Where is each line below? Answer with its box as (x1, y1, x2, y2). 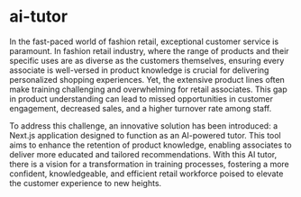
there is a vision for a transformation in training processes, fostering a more (9, 158, 290, 169)
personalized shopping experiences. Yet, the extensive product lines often (9, 74, 286, 85)
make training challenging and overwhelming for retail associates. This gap (9, 84, 288, 94)
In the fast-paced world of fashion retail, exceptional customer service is (9, 36, 279, 47)
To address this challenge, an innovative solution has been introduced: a (9, 120, 278, 131)
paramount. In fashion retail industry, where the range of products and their (9, 45, 290, 56)
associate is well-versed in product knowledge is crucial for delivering (9, 65, 269, 76)
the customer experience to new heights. (9, 177, 162, 188)
